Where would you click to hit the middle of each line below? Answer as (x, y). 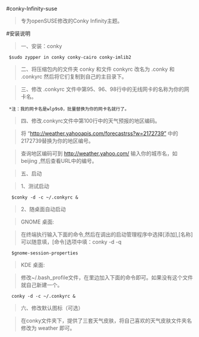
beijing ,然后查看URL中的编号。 (59, 161)
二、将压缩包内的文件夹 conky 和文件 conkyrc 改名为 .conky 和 (98, 69)
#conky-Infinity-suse (32, 9)
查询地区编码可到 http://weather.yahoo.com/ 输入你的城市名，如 (99, 153)
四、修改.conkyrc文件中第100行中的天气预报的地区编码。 (90, 121)
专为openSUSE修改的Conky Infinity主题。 (72, 21)
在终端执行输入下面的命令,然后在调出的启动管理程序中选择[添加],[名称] (107, 234)
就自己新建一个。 (42, 285)
